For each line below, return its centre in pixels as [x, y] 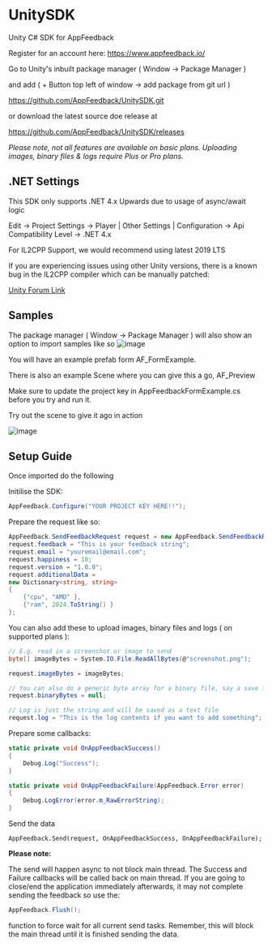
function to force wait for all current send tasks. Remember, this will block [131, 925]
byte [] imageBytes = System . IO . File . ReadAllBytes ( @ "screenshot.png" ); [130, 659]
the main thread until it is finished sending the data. [94, 934]
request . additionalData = [52, 575]
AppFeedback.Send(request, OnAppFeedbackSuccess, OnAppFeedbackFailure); [136, 838]
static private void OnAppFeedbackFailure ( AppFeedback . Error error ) [126, 786]
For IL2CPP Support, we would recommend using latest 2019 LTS [117, 250]
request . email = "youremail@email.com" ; [78, 552]
